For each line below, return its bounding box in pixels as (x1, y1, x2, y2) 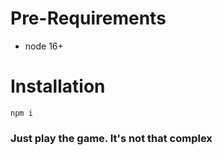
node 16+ (24, 40, 64, 52)
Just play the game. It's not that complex (10, 131, 213, 145)
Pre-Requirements (10, 7, 167, 30)
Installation (10, 75, 106, 98)
